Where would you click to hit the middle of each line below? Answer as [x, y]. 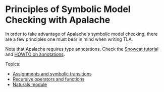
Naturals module [30, 84]
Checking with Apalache [58, 20]
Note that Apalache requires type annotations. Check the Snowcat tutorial [82, 49]
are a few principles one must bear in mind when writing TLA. [69, 39]
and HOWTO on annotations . [35, 54]
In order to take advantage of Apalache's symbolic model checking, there [81, 34]
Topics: [13, 64]
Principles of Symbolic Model [68, 9]
